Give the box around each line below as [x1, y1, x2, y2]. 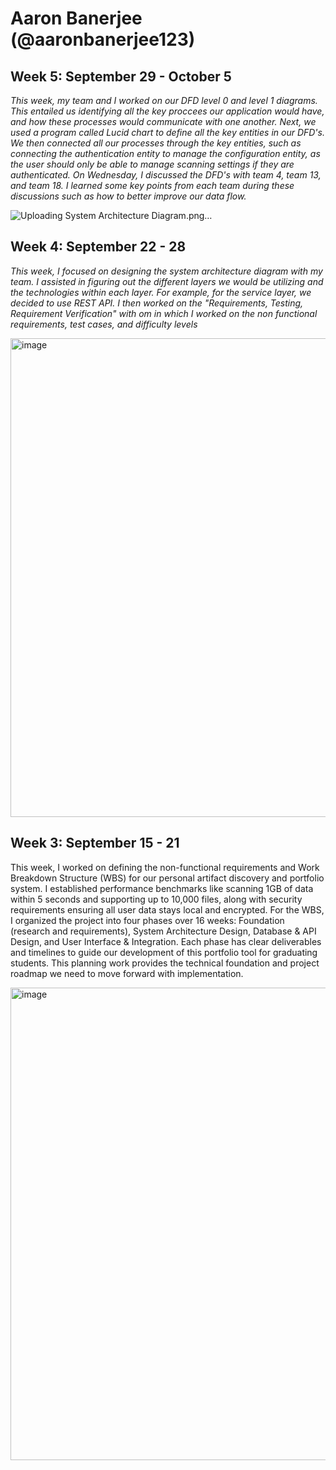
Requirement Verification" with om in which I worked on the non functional [10, 307, 318, 319]
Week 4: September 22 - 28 [10, 238, 187, 256]
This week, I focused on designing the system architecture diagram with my [10, 265, 323, 277]
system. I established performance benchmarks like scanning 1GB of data [10, 882, 314, 894]
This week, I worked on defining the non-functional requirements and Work [10, 861, 320, 873]
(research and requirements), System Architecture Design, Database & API [10, 925, 317, 937]
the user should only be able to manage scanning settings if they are [10, 158, 295, 170]
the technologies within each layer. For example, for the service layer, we [10, 286, 312, 298]
